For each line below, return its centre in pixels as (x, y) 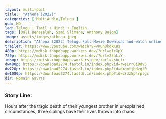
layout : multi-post (25, 10)
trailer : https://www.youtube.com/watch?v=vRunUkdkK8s (63, 46)
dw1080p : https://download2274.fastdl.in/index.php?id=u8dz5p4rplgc (77, 74)
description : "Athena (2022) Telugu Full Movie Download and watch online (84, 42)
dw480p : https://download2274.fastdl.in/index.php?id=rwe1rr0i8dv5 (76, 64)
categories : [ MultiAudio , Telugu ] (42, 19)
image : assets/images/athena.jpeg (41, 37)
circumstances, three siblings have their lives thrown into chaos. (70, 112)
